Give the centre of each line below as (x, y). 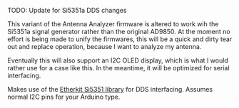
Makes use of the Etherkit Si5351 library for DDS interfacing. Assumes (110, 89)
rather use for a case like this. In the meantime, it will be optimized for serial (118, 68)
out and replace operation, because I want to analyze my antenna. (105, 47)
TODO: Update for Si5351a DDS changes (67, 10)
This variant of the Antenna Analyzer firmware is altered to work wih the (113, 24)
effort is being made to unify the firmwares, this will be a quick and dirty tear (120, 39)
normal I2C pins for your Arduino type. (64, 97)
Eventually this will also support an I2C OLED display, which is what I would (118, 60)
